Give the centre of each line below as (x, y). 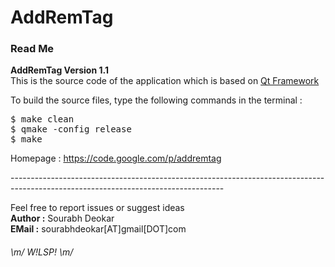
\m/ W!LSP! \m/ (42, 252)
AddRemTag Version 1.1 (59, 70)
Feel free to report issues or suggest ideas (97, 208)
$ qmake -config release (71, 129)
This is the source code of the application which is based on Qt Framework (165, 81)
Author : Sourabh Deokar (62, 218)
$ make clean (42, 119)
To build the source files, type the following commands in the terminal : (156, 100)
